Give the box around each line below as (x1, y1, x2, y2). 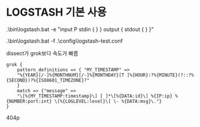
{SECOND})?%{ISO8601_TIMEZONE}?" (6, 77, 90, 83)
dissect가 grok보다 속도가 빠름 (6, 49, 79, 57)
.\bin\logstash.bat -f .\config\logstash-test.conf (6, 37, 123, 44)
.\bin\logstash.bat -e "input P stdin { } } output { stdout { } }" (6, 25, 154, 33)
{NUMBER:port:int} (6, 98, 52, 104)
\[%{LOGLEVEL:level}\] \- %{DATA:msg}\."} (54, 98, 162, 104)
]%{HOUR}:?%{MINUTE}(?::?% (126, 72, 195, 78)
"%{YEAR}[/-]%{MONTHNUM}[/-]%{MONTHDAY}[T (17, 72, 125, 78)
